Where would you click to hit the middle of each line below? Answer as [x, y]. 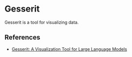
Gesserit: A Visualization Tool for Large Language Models [69, 49]
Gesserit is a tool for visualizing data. [42, 22]
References [22, 37]
